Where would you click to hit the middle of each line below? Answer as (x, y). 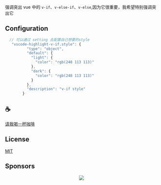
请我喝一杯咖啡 (20, 124)
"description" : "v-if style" (56, 89)
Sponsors (20, 166)
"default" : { (40, 53)
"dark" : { (41, 71)
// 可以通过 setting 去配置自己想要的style (49, 40)
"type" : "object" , (45, 49)
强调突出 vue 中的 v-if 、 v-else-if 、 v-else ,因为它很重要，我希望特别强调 (79, 7)
